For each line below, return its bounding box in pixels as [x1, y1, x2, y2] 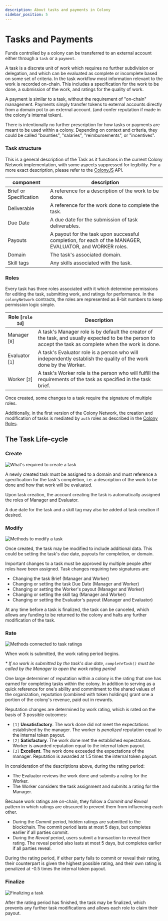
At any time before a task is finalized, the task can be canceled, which [5, 606, 149, 612]
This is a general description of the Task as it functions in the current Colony [5, 156, 163, 162]
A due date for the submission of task [49, 216, 138, 223]
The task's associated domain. [49, 251, 121, 258]
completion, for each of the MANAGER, [49, 236, 141, 243]
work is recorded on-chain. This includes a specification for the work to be [5, 81, 159, 87]
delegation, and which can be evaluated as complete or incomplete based [5, 71, 157, 77]
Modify [5, 524, 23, 531]
